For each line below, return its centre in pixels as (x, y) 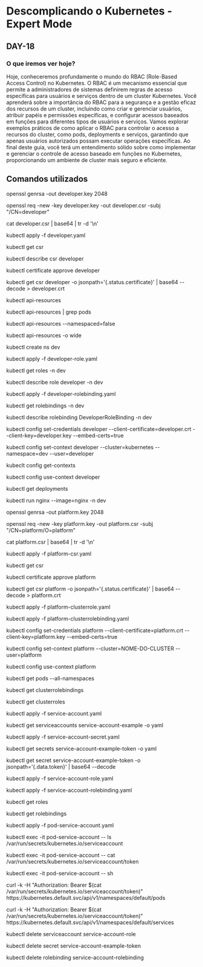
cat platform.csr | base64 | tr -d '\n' (50, 542)
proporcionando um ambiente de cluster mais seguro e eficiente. (87, 160)
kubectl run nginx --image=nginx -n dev (56, 500)
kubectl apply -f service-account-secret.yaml (63, 737)
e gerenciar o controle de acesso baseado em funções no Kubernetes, (94, 154)
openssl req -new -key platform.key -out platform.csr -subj (80, 523)
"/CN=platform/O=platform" (41, 530)
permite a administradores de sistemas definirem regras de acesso (89, 89)
